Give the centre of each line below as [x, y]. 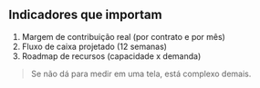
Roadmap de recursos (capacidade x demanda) [111, 56]
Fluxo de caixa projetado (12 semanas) [94, 46]
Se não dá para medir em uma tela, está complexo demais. [141, 73]
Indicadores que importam [85, 15]
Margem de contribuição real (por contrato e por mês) [123, 36]
